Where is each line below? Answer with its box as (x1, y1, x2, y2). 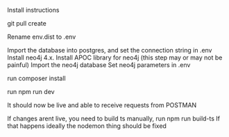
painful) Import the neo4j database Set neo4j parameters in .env (7, 61, 191, 68)
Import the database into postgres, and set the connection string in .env (7, 46, 212, 54)
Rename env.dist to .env (7, 33, 76, 41)
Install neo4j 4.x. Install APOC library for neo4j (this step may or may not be (7, 53, 223, 62)
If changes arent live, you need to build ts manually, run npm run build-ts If (7, 114, 221, 122)
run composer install (7, 74, 66, 82)
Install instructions (7, 6, 60, 14)
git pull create (7, 19, 46, 27)
